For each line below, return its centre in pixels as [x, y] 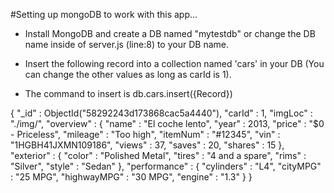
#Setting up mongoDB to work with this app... [104, 14]
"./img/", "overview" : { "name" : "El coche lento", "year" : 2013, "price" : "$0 [167, 123]
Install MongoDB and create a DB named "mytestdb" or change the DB [170, 33]
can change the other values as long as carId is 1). [128, 74]
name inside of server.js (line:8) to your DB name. [126, 44]
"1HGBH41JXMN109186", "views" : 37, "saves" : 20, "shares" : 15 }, [147, 145]
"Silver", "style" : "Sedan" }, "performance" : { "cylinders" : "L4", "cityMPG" [166, 166]
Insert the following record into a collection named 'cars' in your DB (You [174, 63]
